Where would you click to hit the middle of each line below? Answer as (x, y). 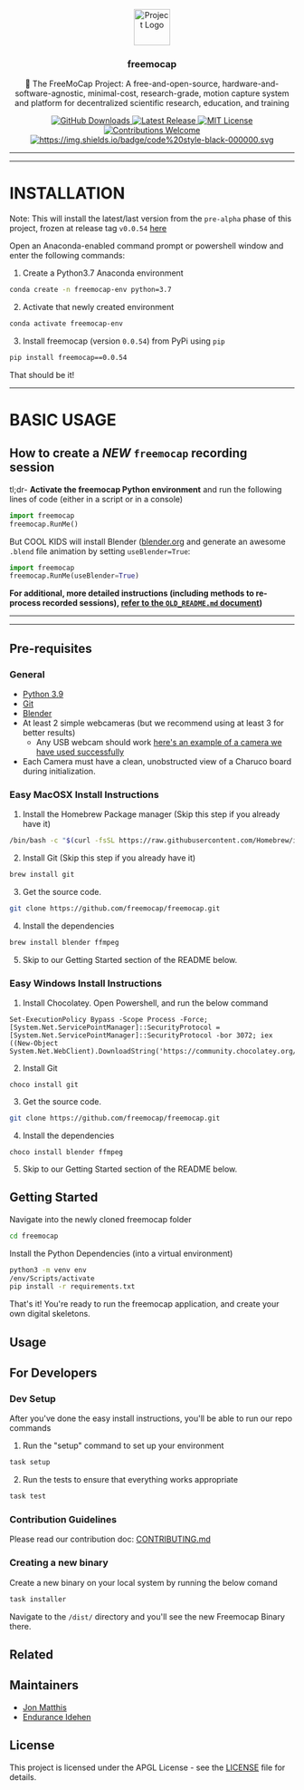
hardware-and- (251, 84)
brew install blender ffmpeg (64, 942)
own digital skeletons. (50, 1314)
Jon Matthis (45, 1707)
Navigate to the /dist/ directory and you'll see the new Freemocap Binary (147, 1616)
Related (32, 1655)
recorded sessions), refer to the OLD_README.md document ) (152, 603)
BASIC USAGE (63, 420)
